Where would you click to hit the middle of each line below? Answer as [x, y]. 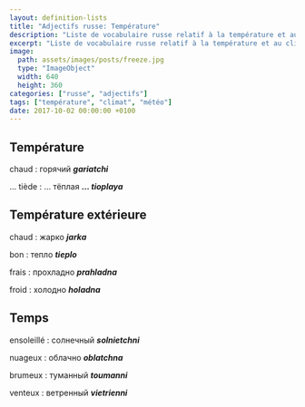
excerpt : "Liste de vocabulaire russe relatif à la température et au [146, 43]
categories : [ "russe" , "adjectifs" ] [79, 93]
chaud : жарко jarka [48, 237]
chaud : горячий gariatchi [59, 170]
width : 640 [38, 77]
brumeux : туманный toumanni [69, 375]
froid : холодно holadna [55, 289]
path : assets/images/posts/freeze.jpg [91, 60]
